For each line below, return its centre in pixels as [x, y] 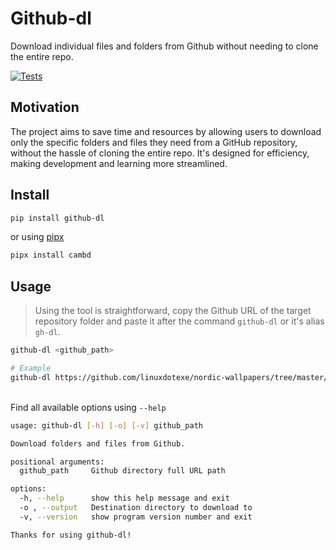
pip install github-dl [57, 218]
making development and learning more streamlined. [119, 163]
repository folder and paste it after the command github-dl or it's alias [179, 321]
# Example [31, 368]
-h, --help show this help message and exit [124, 498]
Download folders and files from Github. [98, 443]
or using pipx [37, 237]
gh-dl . [47, 332]
